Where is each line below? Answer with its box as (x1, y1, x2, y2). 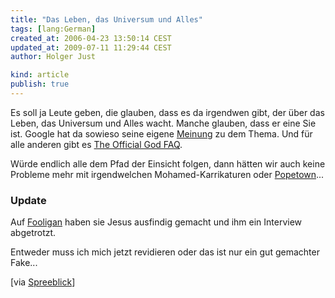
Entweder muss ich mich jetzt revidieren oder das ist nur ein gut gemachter (10, 246, 320, 258)
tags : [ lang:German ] (10, 24, 97, 34)
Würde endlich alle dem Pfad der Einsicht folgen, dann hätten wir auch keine (10, 157, 326, 170)
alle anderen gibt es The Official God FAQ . (10, 138, 183, 150)
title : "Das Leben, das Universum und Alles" (10, 14, 203, 25)
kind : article (10, 70, 70, 80)
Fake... (10, 257, 38, 269)
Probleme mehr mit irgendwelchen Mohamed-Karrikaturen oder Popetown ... (10, 168, 325, 180)
